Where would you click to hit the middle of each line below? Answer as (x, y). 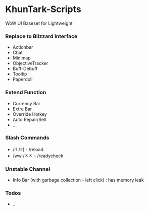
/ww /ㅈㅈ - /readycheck (38, 156)
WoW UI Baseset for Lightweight (39, 23)
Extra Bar (22, 109)
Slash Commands (27, 138)
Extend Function (26, 93)
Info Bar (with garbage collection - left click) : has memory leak (78, 180)
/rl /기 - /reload (28, 149)
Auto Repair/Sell (29, 119)
